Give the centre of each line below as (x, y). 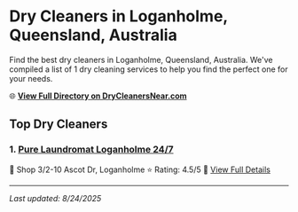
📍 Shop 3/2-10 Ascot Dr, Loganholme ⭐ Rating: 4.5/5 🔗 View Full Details (140, 169)
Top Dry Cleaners (59, 125)
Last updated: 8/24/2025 (55, 198)
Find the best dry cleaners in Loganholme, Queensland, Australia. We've (141, 59)
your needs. (31, 78)
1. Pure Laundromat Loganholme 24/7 (92, 150)
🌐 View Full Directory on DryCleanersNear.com (98, 96)
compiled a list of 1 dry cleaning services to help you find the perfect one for (149, 69)
